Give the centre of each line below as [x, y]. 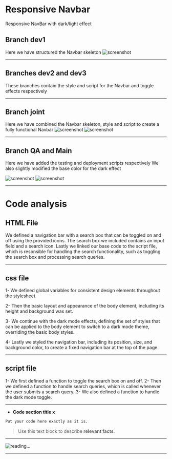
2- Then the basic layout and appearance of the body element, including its [85, 306]
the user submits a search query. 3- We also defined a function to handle [82, 392]
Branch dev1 [25, 40]
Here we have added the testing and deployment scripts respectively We [82, 163]
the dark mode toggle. [29, 397]
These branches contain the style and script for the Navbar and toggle [80, 85]
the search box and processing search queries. [55, 257]
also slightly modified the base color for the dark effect [63, 168]
